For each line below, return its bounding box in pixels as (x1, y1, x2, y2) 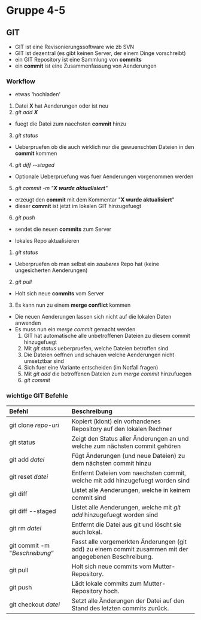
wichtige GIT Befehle (6, 392, 69, 400)
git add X (14, 109, 38, 116)
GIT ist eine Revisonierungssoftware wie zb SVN (14, 43, 135, 50)
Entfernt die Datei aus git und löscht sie (71, 520, 182, 529)
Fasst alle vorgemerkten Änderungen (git (71, 537, 187, 546)
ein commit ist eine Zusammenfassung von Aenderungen (14, 62, 157, 69)
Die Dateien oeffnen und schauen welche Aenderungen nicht (23, 351, 175, 359)
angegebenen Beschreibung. (71, 552, 153, 561)
